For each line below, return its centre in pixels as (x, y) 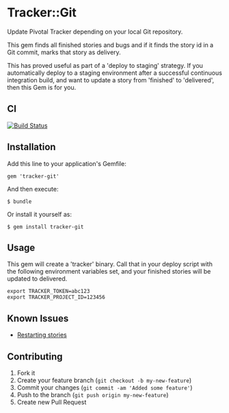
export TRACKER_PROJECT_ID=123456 (56, 297)
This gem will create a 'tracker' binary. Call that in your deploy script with (110, 264)
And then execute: (33, 189)
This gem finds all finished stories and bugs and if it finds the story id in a (110, 45)
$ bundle (19, 201)
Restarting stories (42, 335)
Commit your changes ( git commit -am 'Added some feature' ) (105, 388)
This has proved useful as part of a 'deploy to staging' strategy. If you (105, 65)
